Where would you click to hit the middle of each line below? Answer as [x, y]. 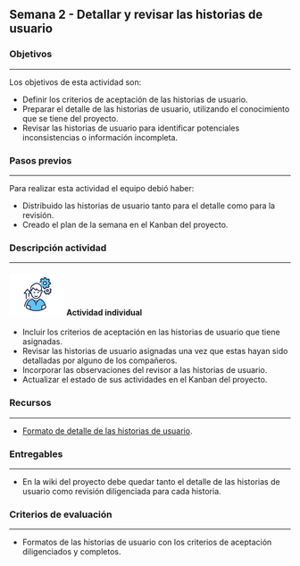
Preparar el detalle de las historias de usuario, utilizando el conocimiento [156, 109]
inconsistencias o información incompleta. [100, 137]
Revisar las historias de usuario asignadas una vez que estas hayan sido [155, 351]
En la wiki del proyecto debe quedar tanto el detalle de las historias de [151, 482]
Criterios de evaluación [61, 515]
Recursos [30, 403]
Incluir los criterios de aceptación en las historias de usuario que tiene [151, 332]
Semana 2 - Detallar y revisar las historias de [136, 15]
